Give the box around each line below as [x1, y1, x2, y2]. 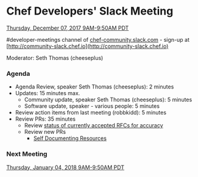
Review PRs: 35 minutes [15, 115, 76, 122]
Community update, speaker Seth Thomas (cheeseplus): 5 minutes [24, 96, 193, 104]
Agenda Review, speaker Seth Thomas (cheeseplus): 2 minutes [15, 83, 174, 90]
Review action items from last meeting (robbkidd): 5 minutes [15, 109, 166, 116]
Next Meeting [6, 150, 48, 158]
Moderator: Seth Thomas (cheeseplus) [6, 54, 104, 61]
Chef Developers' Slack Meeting [6, 4, 174, 18]
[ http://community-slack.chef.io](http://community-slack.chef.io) [6, 42, 169, 50]
